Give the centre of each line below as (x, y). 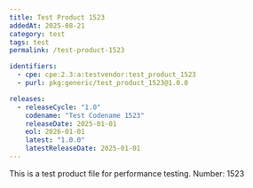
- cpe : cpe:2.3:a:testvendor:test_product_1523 (107, 75)
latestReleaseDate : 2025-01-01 (83, 149)
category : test (37, 34)
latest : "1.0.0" (55, 140)
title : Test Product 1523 (57, 17)
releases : (28, 98)
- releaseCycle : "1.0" (59, 107)
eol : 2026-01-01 (55, 132)
